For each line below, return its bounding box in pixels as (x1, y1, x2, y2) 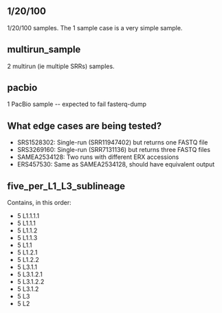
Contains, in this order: (7, 199, 72, 207)
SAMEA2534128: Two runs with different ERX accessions (16, 153, 179, 161)
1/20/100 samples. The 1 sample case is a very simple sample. (7, 23, 183, 32)
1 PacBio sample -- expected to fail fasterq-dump (7, 100, 146, 109)
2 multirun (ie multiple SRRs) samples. (7, 62, 115, 70)
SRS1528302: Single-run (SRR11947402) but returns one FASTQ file (16, 138, 208, 147)
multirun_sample (7, 44, 81, 56)
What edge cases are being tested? (7, 120, 162, 131)
